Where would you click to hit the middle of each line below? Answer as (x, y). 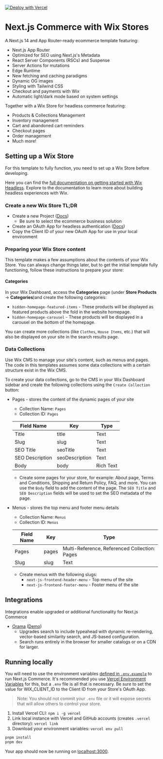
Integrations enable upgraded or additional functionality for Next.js (72, 611)
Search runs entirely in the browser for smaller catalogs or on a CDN (88, 641)
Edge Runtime (26, 70)
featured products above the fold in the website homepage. (71, 312)
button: (12, 390)
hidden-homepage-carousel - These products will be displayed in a (77, 317)
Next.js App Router (31, 50)
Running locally (29, 662)
